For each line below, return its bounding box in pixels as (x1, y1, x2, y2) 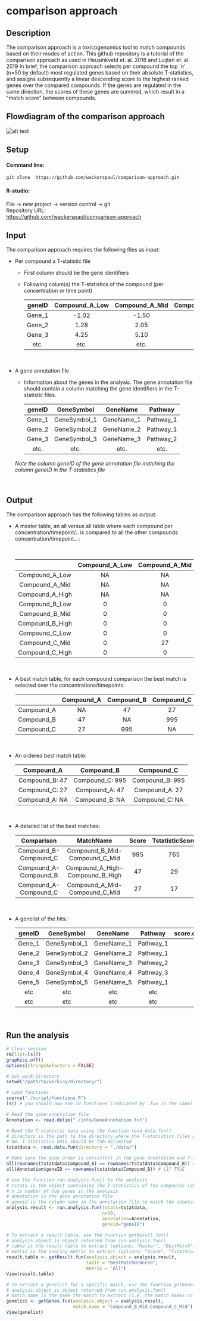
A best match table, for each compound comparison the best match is (14, 675, 187, 683)
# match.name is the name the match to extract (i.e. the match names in (6, 1292, 193, 1299)
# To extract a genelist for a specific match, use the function (6, 1282, 171, 1288)
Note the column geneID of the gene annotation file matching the (14, 460, 175, 467)
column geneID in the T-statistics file (14, 466, 105, 473)
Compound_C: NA (133, 796, 184, 804)
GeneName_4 (93, 969, 132, 977)
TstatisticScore (152, 836, 196, 845)
